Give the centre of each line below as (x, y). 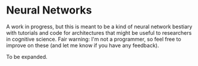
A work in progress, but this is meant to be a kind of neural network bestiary (99, 27)
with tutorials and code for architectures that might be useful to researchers (99, 32)
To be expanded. (27, 57)
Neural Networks (49, 10)
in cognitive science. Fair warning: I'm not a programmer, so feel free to (94, 39)
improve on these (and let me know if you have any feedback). (83, 45)
